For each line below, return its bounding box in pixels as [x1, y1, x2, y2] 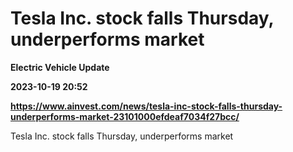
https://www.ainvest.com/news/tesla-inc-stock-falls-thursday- [10, 100, 283, 112]
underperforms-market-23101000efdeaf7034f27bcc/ [10, 110, 240, 122]
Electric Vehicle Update [10, 61, 110, 73]
